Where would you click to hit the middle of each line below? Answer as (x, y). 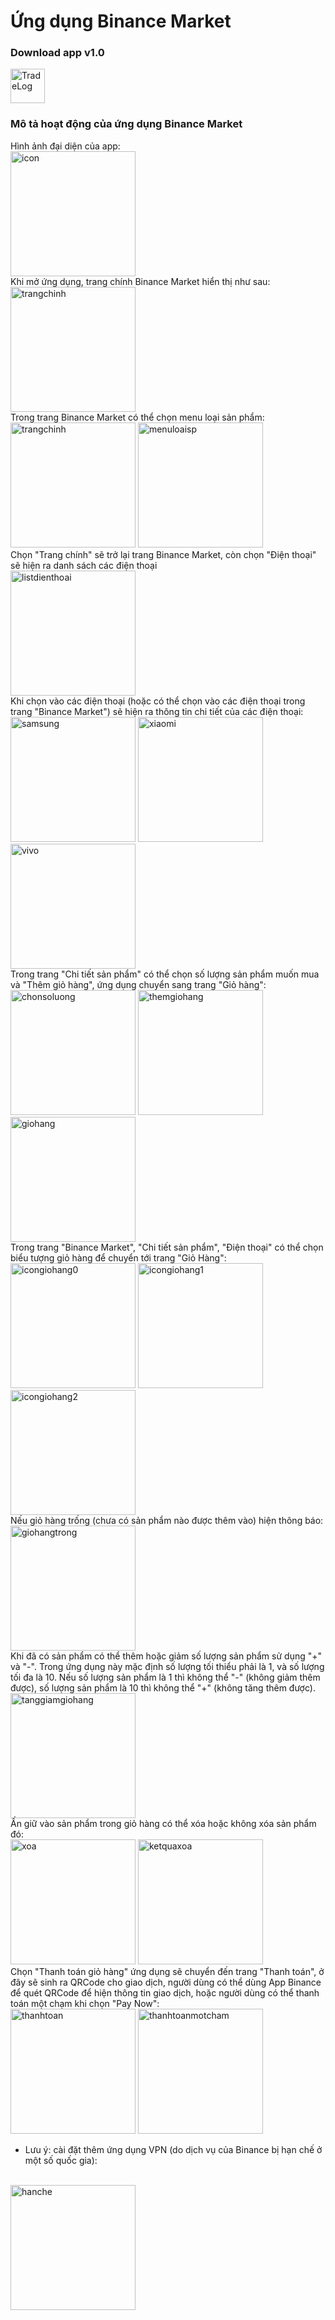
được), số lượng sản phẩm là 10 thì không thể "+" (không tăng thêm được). (163, 1687)
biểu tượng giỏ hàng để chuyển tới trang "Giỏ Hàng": (118, 1257)
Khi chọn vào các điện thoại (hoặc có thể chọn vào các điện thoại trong (158, 701)
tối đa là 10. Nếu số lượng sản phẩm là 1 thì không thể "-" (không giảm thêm (165, 1677)
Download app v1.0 (57, 53)
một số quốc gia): (61, 2160)
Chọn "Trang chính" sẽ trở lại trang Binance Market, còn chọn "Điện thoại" (163, 554)
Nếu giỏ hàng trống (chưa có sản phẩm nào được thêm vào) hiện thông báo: (167, 1520)
